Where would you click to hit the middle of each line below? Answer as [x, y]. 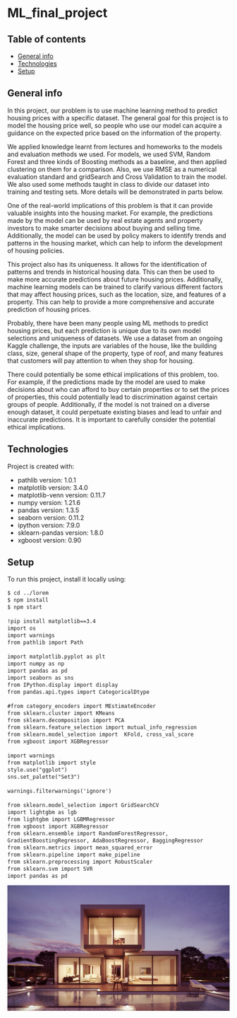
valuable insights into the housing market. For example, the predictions [110, 213]
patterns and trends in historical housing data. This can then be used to [111, 272]
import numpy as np [36, 664]
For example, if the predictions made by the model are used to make [107, 382]
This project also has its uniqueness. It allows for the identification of [107, 264]
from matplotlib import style [52, 763]
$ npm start [25, 607]
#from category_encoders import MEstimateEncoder [82, 706]
